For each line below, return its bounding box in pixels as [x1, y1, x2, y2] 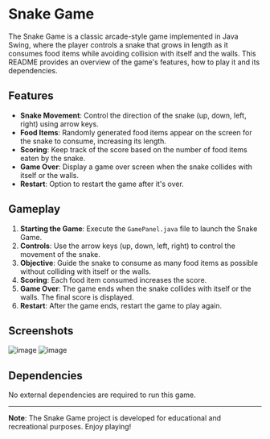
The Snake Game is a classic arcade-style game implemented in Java [8, 31, 239, 41]
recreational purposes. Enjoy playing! [8, 422, 132, 432]
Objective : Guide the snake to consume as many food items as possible [19, 258, 259, 267]
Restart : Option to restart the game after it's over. [19, 179, 185, 188]
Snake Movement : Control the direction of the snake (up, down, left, [19, 110, 247, 120]
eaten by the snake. [19, 153, 86, 163]
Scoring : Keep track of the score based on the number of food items [19, 144, 247, 154]
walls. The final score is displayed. [19, 292, 134, 302]
